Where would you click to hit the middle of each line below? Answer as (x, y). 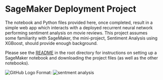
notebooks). (17, 63)
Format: (44, 72)
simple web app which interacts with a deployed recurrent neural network (79, 27)
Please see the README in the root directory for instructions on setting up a (81, 53)
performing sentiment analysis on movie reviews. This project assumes (76, 33)
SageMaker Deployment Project (71, 9)
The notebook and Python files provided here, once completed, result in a (79, 22)
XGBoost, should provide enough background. (52, 43)
